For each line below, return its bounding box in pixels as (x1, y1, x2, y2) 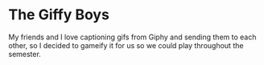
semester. (8, 49, 42, 59)
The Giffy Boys (8, 6, 110, 24)
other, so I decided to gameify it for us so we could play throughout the (8, 40, 244, 50)
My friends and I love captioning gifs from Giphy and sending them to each (8, 32, 257, 42)
